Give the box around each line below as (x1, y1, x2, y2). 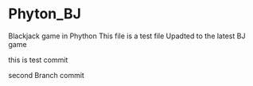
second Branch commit (8, 70, 85, 80)
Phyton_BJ (8, 5, 82, 23)
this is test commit (8, 55, 68, 64)
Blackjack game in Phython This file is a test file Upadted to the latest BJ (8, 31, 246, 41)
